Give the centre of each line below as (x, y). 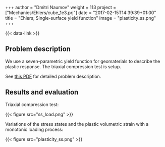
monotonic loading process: (34, 129)
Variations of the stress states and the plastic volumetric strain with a (77, 124)
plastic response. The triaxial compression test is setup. (63, 66)
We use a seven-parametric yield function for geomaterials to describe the (83, 61)
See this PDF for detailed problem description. (53, 76)
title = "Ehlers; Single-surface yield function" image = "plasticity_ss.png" (81, 18)
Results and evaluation (42, 92)
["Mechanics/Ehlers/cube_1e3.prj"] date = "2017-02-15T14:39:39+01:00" (81, 13)
